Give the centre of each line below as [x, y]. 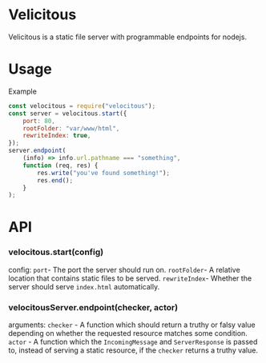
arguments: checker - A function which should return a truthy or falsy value [132, 325]
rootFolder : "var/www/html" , [71, 128]
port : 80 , [39, 121]
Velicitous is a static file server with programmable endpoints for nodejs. [127, 37]
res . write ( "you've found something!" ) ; [104, 173]
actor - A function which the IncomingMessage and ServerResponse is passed [133, 342]
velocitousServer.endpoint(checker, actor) [93, 307]
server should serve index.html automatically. [84, 286]
